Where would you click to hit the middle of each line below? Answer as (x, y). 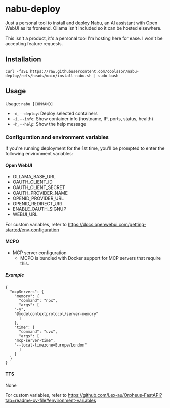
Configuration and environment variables (57, 137)
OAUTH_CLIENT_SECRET (39, 187)
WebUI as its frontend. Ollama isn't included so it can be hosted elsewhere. (83, 28)
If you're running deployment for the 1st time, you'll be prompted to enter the (85, 148)
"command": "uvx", (38, 332)
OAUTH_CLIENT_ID (32, 182)
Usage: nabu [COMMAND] (29, 103)
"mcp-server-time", (35, 341)
